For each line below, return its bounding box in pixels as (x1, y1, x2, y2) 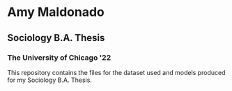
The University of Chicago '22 (7, 53, 111, 63)
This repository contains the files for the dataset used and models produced (7, 68, 226, 76)
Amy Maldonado (7, 4, 105, 20)
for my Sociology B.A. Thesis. (7, 76, 93, 84)
